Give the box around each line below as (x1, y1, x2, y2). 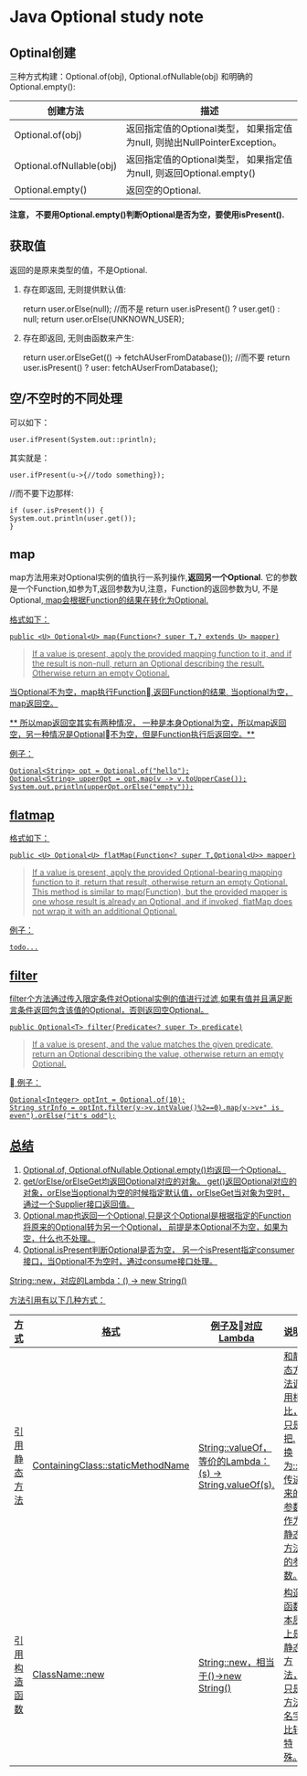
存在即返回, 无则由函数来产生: (22, 332, 134, 344)
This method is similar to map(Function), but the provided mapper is (31, 886, 288, 897)
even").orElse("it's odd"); (9, 1112, 117, 1121)
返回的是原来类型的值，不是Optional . (9, 264, 148, 275)
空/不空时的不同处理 (9, 391, 123, 407)
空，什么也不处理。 (22, 1232, 96, 1243)
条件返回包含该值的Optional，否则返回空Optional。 (16, 1005, 209, 1016)
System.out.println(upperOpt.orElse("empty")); (9, 783, 195, 792)
